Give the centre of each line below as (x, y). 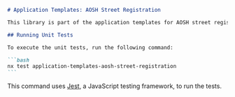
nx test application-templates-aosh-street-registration (92, 67)
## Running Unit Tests (40, 35)
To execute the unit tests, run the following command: (90, 47)
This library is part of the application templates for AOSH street (109, 22)
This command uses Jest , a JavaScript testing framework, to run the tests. (115, 86)
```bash (19, 60)
